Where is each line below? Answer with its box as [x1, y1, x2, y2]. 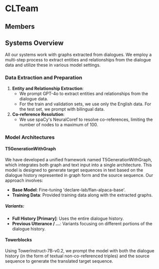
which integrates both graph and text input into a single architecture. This [5, 162, 152, 168]
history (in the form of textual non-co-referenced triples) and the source [5, 253, 150, 259]
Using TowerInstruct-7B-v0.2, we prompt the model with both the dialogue [5, 248, 155, 253]
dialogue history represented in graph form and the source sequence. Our [5, 172, 153, 178]
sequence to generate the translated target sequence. [5, 258, 113, 264]
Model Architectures [5, 134, 55, 140]
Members [5, 22, 35, 31]
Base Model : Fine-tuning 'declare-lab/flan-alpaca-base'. [12, 187, 125, 192]
